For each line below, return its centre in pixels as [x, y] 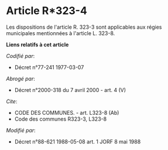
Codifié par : [20, 56]
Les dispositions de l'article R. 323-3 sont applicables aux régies [84, 27]
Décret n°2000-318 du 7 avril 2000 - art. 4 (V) [70, 90]
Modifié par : [21, 130]
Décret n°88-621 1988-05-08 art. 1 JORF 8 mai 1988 [78, 141]
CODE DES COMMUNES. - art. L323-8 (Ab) [67, 112]
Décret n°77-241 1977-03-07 [49, 67]
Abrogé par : [20, 79]
